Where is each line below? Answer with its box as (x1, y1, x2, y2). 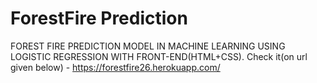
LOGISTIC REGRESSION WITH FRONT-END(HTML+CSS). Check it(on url (10, 50, 308, 62)
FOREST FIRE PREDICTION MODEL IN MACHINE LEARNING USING (10, 40, 286, 52)
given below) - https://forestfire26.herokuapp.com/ (10, 61, 221, 73)
